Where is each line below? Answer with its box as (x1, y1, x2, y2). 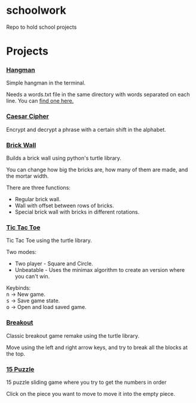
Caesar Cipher (6, 112, 49, 120)
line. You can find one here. (6, 97, 74, 105)
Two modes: (6, 249, 37, 256)
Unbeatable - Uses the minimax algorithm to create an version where (14, 266, 185, 274)
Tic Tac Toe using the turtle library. (6, 237, 93, 244)
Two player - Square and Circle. (14, 260, 94, 267)
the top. (6, 350, 26, 357)
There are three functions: (6, 184, 71, 192)
